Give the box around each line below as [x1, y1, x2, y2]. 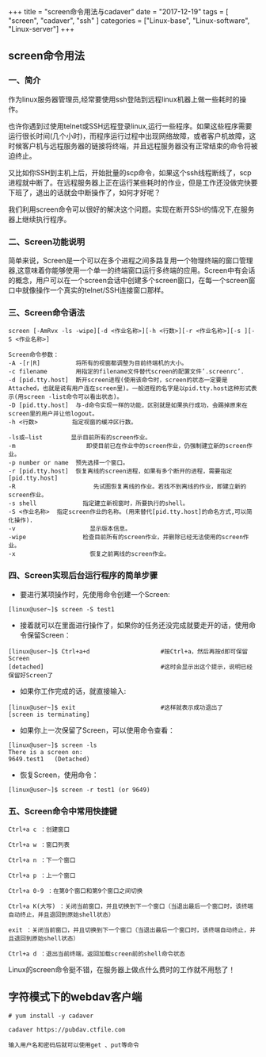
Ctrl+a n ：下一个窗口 [8, 856, 76, 864]
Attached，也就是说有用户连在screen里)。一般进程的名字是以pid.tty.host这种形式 [8, 385, 252, 393]
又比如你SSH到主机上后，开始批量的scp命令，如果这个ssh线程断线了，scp [8, 167, 252, 177]
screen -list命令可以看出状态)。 [23, 393, 123, 401]
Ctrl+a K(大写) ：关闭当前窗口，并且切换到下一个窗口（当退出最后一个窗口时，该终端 [8, 902, 253, 910]
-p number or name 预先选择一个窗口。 [8, 459, 129, 467]
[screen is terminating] [8, 710, 90, 718]
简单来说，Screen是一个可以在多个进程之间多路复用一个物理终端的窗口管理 [8, 255, 253, 265]
